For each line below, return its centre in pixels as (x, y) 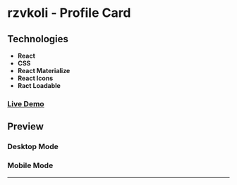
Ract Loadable (39, 85)
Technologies (38, 39)
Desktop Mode (33, 147)
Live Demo (26, 103)
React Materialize (44, 71)
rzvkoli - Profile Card (69, 13)
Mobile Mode (30, 165)
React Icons (35, 78)
